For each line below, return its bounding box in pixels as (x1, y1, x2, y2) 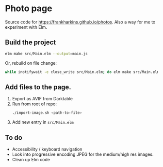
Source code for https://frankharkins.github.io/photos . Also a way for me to (5, 19, 156, 25)
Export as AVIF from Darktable (12, 96, 73, 102)
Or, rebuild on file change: (5, 60, 57, 66)
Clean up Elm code (12, 157, 50, 162)
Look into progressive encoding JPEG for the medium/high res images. (12, 151, 154, 157)
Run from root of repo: (12, 101, 57, 107)
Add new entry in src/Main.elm (12, 119, 74, 125)
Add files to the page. (5, 83, 71, 91)
